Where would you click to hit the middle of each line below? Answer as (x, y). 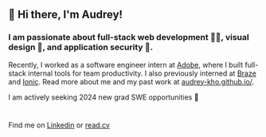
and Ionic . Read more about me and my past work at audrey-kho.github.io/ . (131, 81)
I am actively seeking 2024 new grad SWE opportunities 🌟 (104, 97)
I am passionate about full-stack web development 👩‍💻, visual (129, 37)
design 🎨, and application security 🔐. (81, 47)
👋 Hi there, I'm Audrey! (66, 15)
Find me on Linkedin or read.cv (59, 125)
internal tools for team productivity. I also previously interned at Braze (142, 73)
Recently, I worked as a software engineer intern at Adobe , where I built (126, 65)
